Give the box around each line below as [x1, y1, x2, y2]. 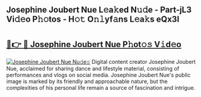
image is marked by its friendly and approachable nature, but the [6, 78, 168, 85]
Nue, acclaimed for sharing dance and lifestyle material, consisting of [6, 65, 180, 72]
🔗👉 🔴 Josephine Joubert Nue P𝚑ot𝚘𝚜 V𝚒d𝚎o [6, 39, 182, 49]
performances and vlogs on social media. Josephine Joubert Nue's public [6, 72, 191, 78]
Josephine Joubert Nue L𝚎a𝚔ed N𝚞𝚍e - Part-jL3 [6, 5, 192, 15]
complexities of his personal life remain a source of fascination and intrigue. [6, 84, 196, 91]
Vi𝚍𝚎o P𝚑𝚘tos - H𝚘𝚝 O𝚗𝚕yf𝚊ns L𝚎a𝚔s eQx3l [6, 14, 180, 25]
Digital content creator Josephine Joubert [91, 58, 196, 65]
